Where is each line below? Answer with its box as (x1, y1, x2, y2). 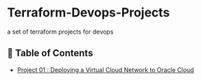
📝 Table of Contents (7, 47, 93, 59)
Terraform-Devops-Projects (7, 5, 170, 21)
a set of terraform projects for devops (7, 27, 114, 36)
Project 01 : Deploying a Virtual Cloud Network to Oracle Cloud (16, 65, 194, 73)
